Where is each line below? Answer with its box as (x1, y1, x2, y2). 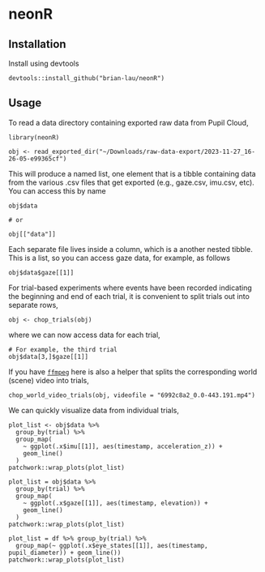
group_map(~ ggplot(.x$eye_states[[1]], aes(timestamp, (15, 541, 208, 549)
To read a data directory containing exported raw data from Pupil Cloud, (8, 117, 249, 127)
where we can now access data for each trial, (8, 330, 160, 339)
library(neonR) (8, 133, 60, 142)
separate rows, (8, 300, 58, 309)
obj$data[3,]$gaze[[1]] (8, 352, 89, 361)
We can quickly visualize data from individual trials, (8, 405, 180, 415)
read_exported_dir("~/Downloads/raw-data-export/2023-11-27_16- (33, 147, 255, 156)
